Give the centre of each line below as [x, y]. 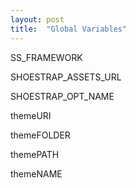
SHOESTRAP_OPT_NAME [62, 96]
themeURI [31, 115]
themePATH [35, 154]
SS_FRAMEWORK [46, 57]
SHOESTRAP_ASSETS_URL [66, 77]
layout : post [37, 19]
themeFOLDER [40, 135]
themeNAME [36, 173]
